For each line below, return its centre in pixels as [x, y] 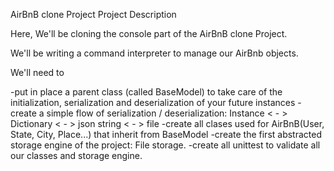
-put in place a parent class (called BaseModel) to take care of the [146, 92]
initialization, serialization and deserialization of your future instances [153, 102]
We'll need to [37, 72]
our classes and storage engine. [76, 155]
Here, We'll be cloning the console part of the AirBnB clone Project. [149, 33]
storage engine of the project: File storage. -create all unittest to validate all [165, 145]
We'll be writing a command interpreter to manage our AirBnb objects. [154, 53]
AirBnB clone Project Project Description [93, 14]
